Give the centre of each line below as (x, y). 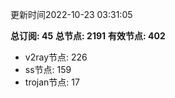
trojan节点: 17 (52, 82)
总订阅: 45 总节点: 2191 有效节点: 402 (88, 36)
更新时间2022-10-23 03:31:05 (71, 14)
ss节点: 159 (48, 69)
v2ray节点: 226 (56, 57)
